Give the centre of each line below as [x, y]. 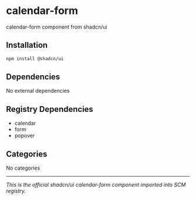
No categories [23, 168]
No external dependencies [38, 91]
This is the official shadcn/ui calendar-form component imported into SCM [96, 185]
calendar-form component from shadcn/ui [57, 27]
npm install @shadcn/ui [35, 59]
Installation [27, 45]
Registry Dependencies [50, 109]
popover [24, 136]
